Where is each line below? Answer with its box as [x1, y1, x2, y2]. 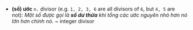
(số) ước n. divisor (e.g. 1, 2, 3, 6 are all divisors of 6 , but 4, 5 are [11, 6, 175, 12]
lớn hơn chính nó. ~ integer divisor [11, 18, 95, 24]
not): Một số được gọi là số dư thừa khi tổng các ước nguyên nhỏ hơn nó [11, 12, 188, 18]
